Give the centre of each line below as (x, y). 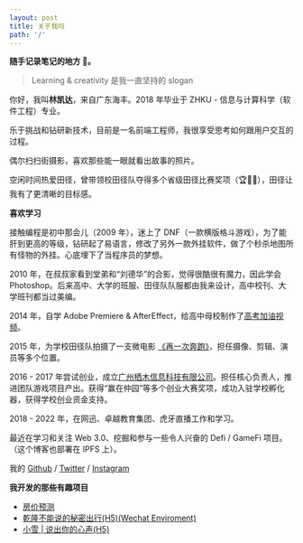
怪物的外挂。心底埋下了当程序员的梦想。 (92, 255)
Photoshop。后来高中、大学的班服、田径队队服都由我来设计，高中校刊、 (144, 286)
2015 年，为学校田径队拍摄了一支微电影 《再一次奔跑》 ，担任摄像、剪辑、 (145, 346)
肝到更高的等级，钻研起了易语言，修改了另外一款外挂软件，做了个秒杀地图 (147, 244)
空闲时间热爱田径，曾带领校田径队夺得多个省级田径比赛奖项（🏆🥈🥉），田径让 (151, 180)
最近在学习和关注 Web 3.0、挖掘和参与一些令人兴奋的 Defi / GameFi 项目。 (148, 438)
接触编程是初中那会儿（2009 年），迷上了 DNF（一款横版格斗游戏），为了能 (148, 232)
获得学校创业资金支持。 (69, 399)
